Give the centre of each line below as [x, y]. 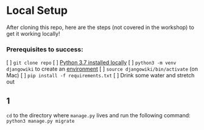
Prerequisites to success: [45, 49]
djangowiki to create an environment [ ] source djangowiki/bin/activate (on [102, 69]
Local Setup [37, 11]
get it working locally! [33, 33]
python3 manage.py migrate [40, 122]
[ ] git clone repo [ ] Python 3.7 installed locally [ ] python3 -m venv [91, 63]
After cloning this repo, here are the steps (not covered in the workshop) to [100, 27]
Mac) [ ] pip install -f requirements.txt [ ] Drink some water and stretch [100, 76]
